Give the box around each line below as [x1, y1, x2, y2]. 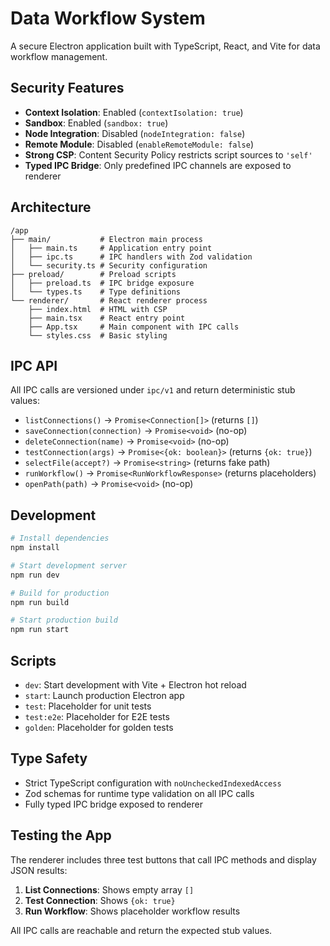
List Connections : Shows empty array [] [24, 883, 195, 896]
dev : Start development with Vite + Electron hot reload [24, 679, 247, 691]
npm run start [10, 625, 70, 635]
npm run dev [10, 570, 60, 580]
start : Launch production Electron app [24, 690, 185, 701]
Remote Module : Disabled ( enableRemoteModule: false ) [24, 138, 255, 150]
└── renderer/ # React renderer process [10, 295, 208, 306]
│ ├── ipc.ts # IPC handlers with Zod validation [10, 252, 253, 262]
